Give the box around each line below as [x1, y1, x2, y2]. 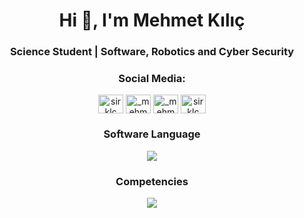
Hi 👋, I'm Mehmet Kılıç [58, 9, 246, 32]
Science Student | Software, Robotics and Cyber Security [9, 45, 295, 59]
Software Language [103, 127, 201, 141]
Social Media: [118, 72, 186, 86]
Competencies [115, 174, 189, 188]
